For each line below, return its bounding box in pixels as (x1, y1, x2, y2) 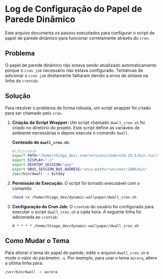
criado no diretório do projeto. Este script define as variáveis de (12, 124, 140, 130)
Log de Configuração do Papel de (5, 3, 143, 15)
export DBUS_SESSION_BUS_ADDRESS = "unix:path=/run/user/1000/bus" (12, 167, 147, 172)
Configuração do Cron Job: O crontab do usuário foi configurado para (12, 203, 154, 209)
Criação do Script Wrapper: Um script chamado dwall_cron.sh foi (12, 120, 145, 125)
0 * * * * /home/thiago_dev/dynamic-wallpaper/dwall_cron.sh (12, 223, 139, 228)
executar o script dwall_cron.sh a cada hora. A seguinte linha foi (12, 209, 142, 215)
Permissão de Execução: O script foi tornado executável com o (12, 180, 140, 186)
